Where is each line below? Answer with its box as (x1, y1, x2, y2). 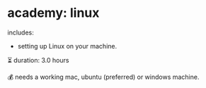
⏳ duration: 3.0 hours (7, 56, 69, 64)
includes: (7, 28, 34, 37)
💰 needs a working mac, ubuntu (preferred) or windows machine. (7, 73, 200, 81)
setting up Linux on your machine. (17, 42, 118, 50)
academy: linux (7, 5, 100, 21)
